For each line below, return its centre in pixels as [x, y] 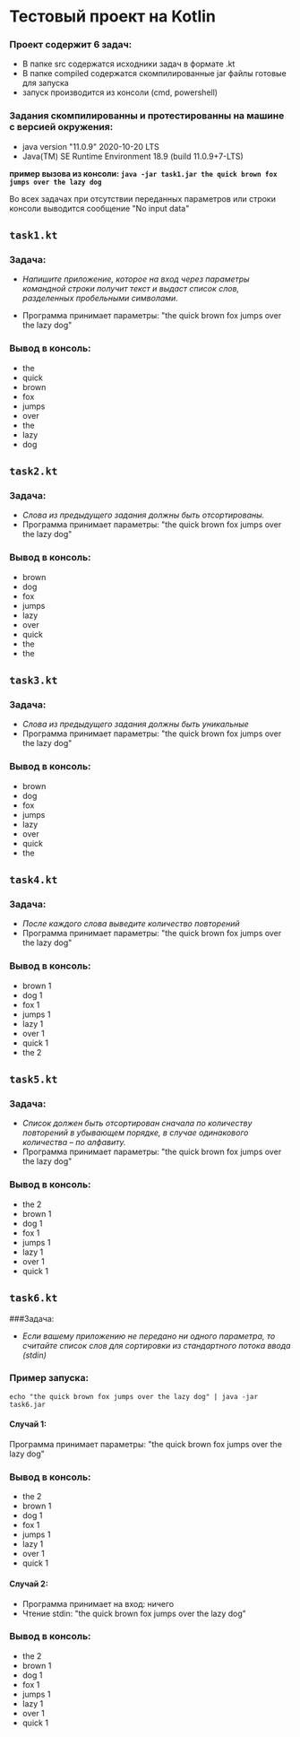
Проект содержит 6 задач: [71, 45]
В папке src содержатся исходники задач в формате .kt [129, 64]
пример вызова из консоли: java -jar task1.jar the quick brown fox [143, 173]
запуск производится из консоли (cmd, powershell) [120, 92]
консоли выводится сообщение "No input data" [99, 208]
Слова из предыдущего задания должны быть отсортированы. [143, 515]
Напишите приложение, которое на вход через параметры [136, 279]
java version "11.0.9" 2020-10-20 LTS [90, 146]
